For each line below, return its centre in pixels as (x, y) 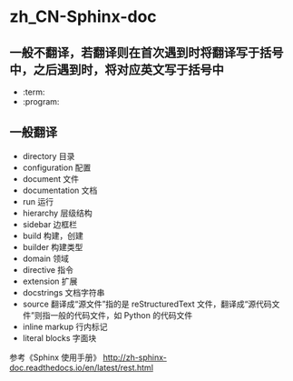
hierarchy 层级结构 (57, 213)
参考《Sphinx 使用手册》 (55, 357)
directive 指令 (48, 269)
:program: (41, 101)
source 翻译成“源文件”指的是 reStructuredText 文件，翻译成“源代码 (147, 304)
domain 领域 (46, 258)
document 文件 (51, 178)
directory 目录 (49, 155)
